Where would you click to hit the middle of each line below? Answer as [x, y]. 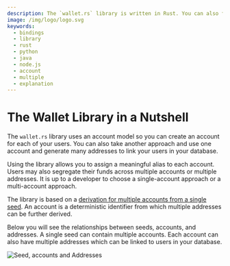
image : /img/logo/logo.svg [46, 20]
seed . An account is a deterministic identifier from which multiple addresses [114, 207]
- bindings [29, 33]
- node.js [27, 64]
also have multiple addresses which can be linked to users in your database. [115, 242]
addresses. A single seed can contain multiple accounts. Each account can [113, 234]
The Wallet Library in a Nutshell [98, 118]
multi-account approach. [42, 186]
